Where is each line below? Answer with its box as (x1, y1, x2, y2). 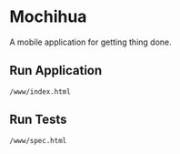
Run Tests (9, 112, 67, 128)
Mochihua (9, 6, 87, 27)
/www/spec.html (9, 136, 67, 145)
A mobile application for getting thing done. (9, 36, 173, 47)
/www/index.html (9, 87, 71, 97)
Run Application (9, 63, 103, 78)
